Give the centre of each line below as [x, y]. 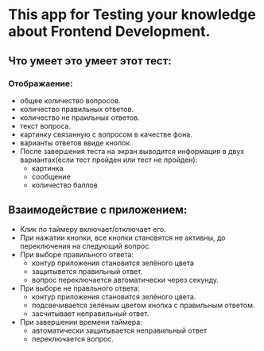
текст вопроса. [45, 125]
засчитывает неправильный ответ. [90, 313]
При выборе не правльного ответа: [80, 288]
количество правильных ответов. [76, 109]
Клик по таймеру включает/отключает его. [93, 229]
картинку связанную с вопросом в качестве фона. [106, 134]
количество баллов [64, 185]
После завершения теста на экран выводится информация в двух [132, 151]
